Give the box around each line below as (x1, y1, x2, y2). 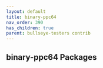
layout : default (6, 8, 46, 15)
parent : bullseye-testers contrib (6, 30, 91, 36)
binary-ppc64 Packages (6, 52, 97, 62)
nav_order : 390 (6, 19, 44, 25)
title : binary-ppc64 (6, 14, 57, 20)
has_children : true (6, 25, 54, 31)
